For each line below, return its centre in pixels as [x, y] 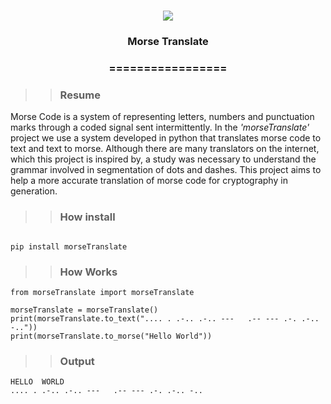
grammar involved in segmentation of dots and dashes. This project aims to [166, 170]
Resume [80, 95]
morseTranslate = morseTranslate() [84, 310]
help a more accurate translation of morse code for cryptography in [149, 181]
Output [77, 361]
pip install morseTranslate [69, 246]
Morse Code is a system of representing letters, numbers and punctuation [162, 117]
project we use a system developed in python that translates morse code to [166, 138]
